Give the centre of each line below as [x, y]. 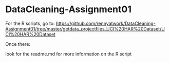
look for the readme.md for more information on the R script [69, 54]
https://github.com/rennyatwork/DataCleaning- [106, 23]
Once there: [18, 44]
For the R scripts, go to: [30, 23]
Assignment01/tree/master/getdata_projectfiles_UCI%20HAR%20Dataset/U [85, 28]
